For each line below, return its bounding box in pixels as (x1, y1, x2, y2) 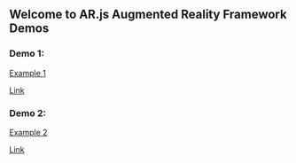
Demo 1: (9, 48, 44, 60)
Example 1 (9, 67, 46, 78)
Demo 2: (9, 106, 47, 119)
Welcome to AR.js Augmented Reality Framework (9, 7, 287, 22)
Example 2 (9, 127, 48, 137)
